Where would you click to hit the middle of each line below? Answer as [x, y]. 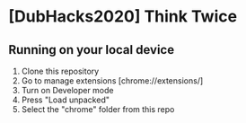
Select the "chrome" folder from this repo [98, 109]
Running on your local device [92, 50]
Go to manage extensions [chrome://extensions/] [112, 81]
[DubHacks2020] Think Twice [123, 17]
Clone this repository [60, 71]
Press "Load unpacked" [65, 100]
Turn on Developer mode [67, 90]
